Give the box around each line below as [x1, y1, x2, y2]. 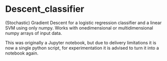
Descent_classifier [5, 3, 85, 15]
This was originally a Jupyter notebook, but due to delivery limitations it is [5, 39, 157, 45]
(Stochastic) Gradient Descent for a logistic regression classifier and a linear [5, 20, 162, 26]
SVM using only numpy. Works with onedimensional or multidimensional [5, 25, 154, 30]
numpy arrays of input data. [5, 30, 62, 36]
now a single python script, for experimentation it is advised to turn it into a [5, 45, 160, 51]
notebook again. [5, 50, 39, 56]
